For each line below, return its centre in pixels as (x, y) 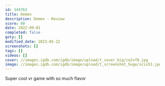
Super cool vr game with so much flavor (45, 79)
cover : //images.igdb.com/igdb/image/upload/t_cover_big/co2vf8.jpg (77, 60)
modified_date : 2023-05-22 (33, 42)
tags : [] (14, 51)
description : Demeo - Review (35, 19)
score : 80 (15, 23)
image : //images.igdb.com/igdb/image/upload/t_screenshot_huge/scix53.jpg (83, 64)
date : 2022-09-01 (23, 28)
